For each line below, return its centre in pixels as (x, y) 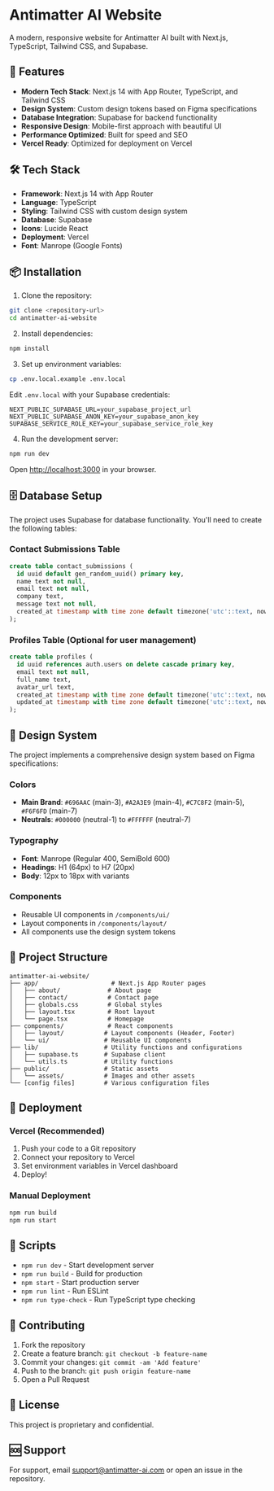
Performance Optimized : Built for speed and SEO (104, 134)
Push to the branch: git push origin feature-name (106, 1371)
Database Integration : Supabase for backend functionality (119, 117)
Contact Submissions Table (65, 549)
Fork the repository (53, 1345)
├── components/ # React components (91, 1026)
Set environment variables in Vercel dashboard (99, 1166)
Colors (23, 785)
